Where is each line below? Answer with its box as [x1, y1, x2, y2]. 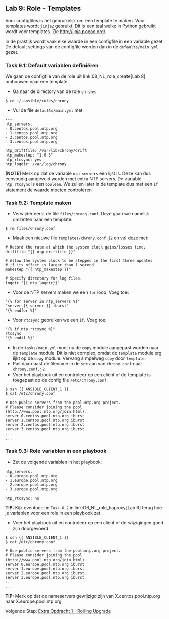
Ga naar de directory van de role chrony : [12, 88, 97, 95]
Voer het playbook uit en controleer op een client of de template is [12, 372, 151, 378]
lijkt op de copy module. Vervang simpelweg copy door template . [12, 355, 146, 361]
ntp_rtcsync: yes [5, 157, 42, 162]
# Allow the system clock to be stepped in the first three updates [5, 258, 153, 263]
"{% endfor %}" [5, 308, 37, 313]
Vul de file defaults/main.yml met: [12, 107, 85, 113]
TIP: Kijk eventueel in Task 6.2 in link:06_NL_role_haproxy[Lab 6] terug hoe [5, 504, 162, 510]
